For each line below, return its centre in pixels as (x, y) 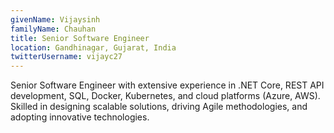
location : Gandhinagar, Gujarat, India (93, 47)
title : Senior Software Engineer (80, 38)
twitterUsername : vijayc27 (66, 57)
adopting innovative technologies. (80, 117)
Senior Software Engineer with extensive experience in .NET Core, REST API (167, 85)
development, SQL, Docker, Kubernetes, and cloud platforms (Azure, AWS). (165, 96)
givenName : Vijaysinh (55, 19)
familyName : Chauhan (53, 29)
